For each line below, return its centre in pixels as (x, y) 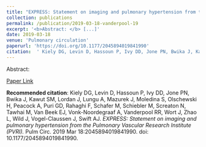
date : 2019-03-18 (29, 35)
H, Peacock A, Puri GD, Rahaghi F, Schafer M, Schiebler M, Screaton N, (96, 106)
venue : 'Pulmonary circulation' (48, 40)
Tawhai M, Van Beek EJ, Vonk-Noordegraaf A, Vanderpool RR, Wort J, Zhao (102, 112)
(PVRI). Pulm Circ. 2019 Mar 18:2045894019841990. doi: (78, 131)
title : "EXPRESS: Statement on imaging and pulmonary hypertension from (101, 12)
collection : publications (39, 18)
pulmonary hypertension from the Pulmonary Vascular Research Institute (99, 125)
